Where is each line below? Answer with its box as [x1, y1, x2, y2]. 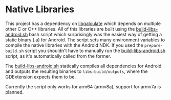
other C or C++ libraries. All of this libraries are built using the [5, 26, 135, 32]
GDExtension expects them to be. [5, 73, 76, 80]
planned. [5, 89, 24, 95]
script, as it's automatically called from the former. [5, 53, 112, 59]
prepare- [144, 43, 163, 48]
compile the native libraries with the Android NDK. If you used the [5, 42, 143, 48]
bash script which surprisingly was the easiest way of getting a [29, 31, 162, 37]
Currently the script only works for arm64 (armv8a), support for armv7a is [5, 83, 161, 90]
